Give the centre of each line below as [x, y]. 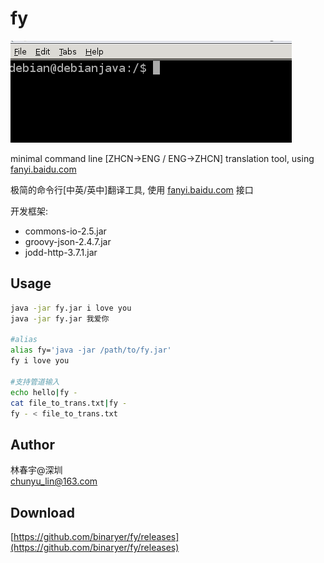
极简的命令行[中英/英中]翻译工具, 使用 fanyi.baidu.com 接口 [132, 189]
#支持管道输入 [35, 382]
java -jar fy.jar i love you [71, 308]
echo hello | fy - [44, 392]
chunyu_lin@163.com [54, 481]
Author [32, 444]
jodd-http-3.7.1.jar [61, 252]
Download [42, 512]
